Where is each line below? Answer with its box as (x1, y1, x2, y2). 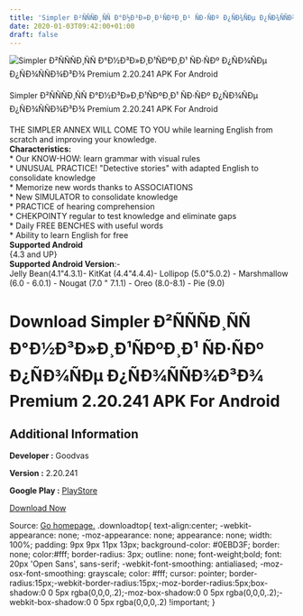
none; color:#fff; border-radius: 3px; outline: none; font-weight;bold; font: (9, 549, 282, 560)
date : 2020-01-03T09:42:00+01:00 (9, 22, 135, 31)
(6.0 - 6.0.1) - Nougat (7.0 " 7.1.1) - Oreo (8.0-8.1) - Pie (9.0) (9, 278, 225, 289)
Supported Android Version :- (9, 259, 121, 270)
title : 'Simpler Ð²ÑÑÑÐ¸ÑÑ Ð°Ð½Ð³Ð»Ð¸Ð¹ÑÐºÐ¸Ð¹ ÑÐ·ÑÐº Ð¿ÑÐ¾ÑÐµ (9, 13, 256, 23)
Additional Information (9, 426, 139, 442)
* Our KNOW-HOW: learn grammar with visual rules (9, 153, 201, 164)
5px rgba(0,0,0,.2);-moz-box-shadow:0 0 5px (55, 587, 225, 598)
